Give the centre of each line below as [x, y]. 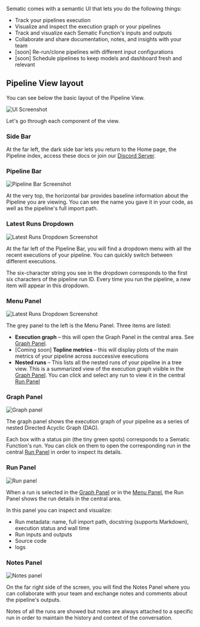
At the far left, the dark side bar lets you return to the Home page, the [91, 149]
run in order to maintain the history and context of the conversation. [90, 617]
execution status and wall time [52, 528]
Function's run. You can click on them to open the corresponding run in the [99, 446]
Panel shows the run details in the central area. [64, 499]
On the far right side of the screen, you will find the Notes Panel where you [98, 587]
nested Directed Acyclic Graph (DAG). [53, 428]
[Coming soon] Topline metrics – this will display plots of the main [96, 350]
